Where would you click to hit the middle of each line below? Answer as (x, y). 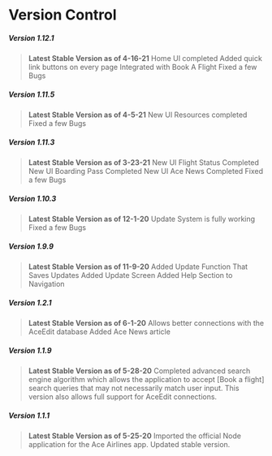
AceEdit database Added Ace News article (99, 332)
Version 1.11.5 (32, 94)
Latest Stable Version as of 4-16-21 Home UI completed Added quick (145, 59)
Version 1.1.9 (30, 350)
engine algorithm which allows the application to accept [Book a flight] (146, 379)
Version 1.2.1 (30, 302)
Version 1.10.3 (32, 198)
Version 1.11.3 (32, 142)
